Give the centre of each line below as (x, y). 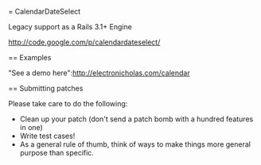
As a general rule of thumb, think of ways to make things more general (135, 144)
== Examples (30, 58)
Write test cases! (47, 136)
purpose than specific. (56, 153)
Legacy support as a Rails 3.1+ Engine (70, 27)
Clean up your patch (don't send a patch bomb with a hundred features (136, 119)
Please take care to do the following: (68, 104)
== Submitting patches (46, 88)
